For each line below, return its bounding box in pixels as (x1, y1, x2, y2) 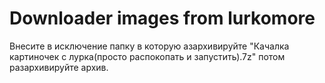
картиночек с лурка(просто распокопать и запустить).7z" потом (9, 50, 286, 62)
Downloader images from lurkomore (9, 7, 316, 30)
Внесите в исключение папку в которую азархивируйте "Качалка (9, 40, 290, 52)
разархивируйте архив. (9, 61, 109, 73)
